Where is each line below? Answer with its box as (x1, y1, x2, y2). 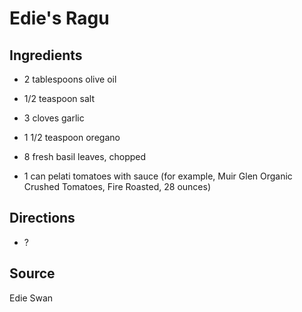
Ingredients (9, 47, 83, 64)
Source (9, 265, 56, 282)
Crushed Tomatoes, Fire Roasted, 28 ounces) (23, 181, 212, 192)
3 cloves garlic (23, 112, 85, 124)
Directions (9, 210, 76, 227)
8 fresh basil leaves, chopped (23, 151, 147, 162)
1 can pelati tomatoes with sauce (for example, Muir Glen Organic (23, 170, 293, 182)
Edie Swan (9, 292, 54, 304)
